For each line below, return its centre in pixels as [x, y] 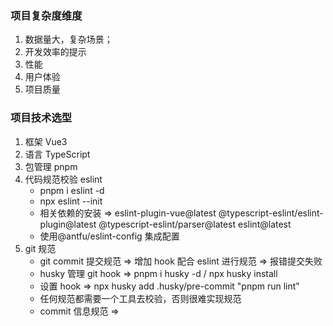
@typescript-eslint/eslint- [271, 213]
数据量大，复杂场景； [68, 39]
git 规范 [40, 248]
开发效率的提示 [55, 52]
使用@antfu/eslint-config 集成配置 [109, 236]
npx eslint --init [71, 201]
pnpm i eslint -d [72, 190]
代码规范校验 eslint [63, 179]
